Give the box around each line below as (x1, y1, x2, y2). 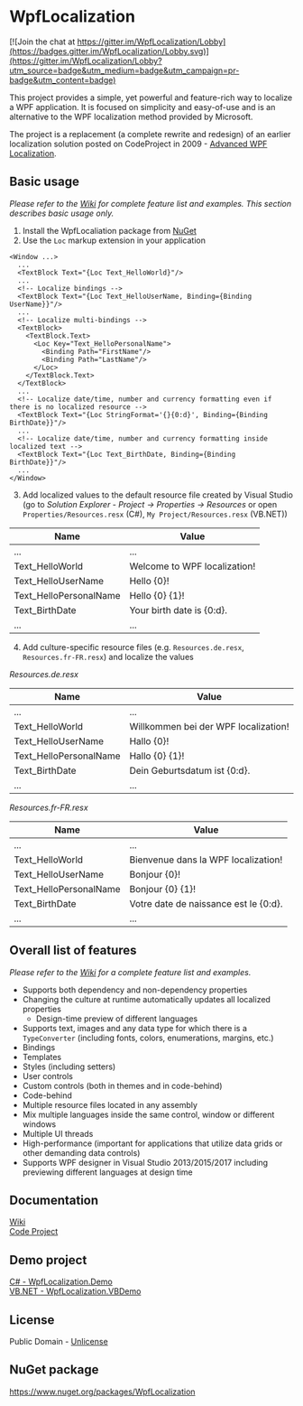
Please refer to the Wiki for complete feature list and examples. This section (9, 198, 291, 209)
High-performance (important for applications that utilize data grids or (22, 1138, 283, 1149)
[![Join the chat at (9, 36, 76, 47)
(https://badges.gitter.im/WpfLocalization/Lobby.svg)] (9, 45, 209, 56)
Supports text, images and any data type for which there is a (22, 1022, 248, 1033)
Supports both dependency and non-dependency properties (22, 984, 248, 995)
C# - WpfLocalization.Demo (9, 1276, 113, 1288)
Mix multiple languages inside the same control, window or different (22, 1109, 275, 1120)
